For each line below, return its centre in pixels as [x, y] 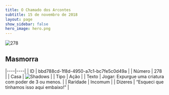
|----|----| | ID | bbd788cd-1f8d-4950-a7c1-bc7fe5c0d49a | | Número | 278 [84, 71]
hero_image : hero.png [28, 29]
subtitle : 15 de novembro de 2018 [42, 15]
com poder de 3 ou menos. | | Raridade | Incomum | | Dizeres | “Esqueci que [84, 82]
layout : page [19, 19]
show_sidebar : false [27, 24]
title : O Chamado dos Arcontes [38, 10]
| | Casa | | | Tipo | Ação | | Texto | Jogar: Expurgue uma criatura [85, 76]
